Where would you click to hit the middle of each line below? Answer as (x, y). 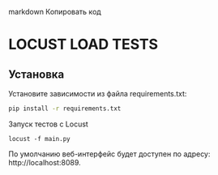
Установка (36, 74)
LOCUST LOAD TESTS (83, 45)
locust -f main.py (39, 139)
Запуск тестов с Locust (49, 124)
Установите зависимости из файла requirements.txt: (98, 94)
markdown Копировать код (55, 12)
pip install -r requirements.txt (65, 109)
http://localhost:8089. (45, 162)
